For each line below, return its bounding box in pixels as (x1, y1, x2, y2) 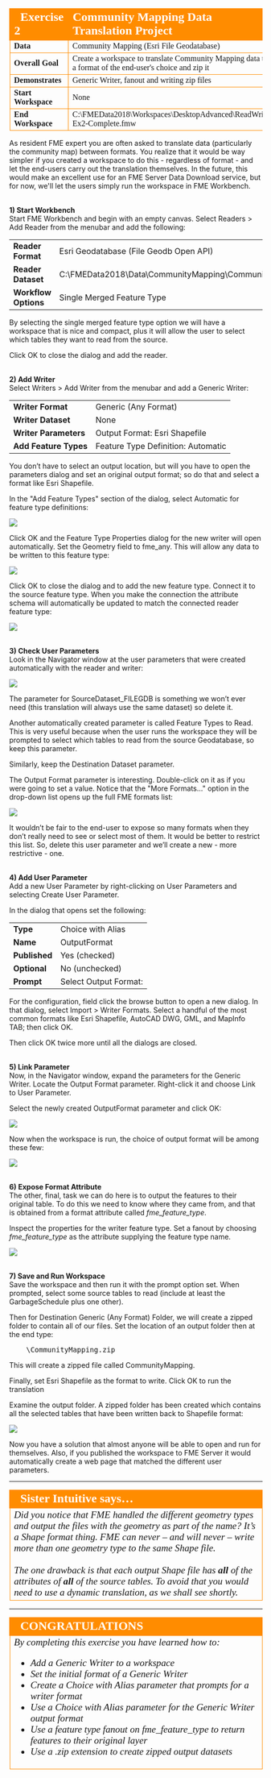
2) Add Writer (9, 375, 55, 384)
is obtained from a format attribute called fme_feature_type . (9, 1208, 207, 1217)
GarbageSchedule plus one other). (9, 1297, 124, 1306)
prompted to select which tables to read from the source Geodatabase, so (9, 735, 254, 745)
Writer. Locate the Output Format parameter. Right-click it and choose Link (9, 1079, 256, 1089)
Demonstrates (14, 76, 62, 85)
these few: (9, 1143, 44, 1152)
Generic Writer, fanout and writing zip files (72, 76, 211, 85)
